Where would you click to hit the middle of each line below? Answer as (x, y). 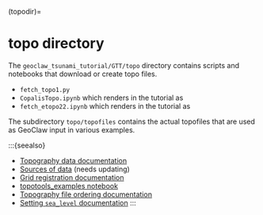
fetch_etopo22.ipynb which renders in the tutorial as (105, 106)
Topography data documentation (73, 160)
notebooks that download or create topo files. (83, 74)
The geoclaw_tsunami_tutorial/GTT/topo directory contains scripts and (124, 65)
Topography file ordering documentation (86, 194)
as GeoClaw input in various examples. (72, 129)
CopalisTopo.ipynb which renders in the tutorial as (101, 98)
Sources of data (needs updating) (75, 169)
